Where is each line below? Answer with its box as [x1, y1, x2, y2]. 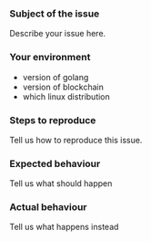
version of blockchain [22, 81, 105, 92]
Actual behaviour [9, 201, 88, 214]
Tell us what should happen [9, 178, 113, 189]
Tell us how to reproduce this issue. [9, 134, 143, 145]
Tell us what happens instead [9, 222, 119, 233]
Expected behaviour [9, 157, 101, 170]
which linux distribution [22, 90, 111, 102]
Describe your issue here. [9, 28, 106, 39]
